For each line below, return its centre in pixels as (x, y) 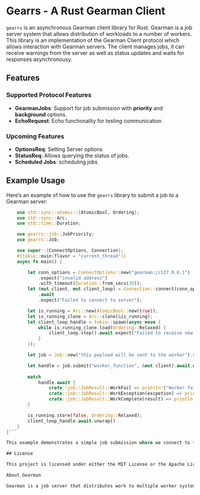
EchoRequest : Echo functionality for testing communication (88, 121)
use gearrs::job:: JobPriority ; (56, 234)
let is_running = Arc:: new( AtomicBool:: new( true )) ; (93, 311)
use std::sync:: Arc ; (42, 218)
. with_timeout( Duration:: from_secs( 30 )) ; (90, 284)
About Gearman (24, 475)
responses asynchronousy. (39, 59)
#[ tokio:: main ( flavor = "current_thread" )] (72, 256)
